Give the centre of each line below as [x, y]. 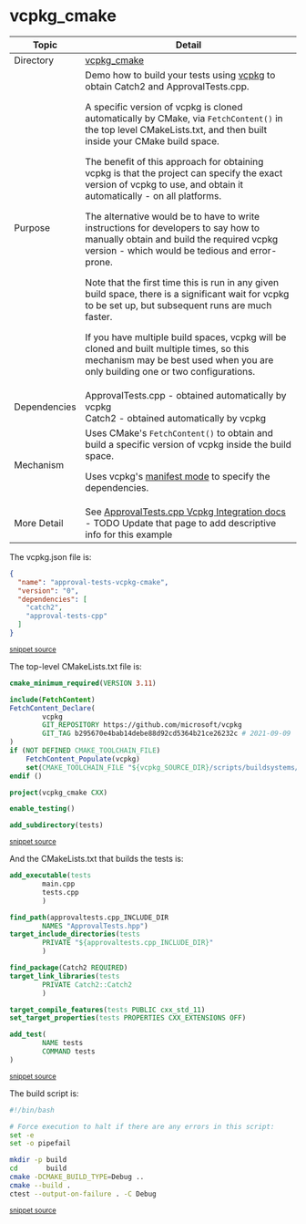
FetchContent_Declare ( [52, 708]
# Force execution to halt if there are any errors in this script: [142, 1126]
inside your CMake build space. [153, 140]
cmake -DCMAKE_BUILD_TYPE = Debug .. [77, 1177]
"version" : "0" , [48, 591]
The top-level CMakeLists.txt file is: [76, 666]
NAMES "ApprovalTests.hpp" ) [95, 926]
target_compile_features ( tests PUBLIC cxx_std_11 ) [107, 1010]
